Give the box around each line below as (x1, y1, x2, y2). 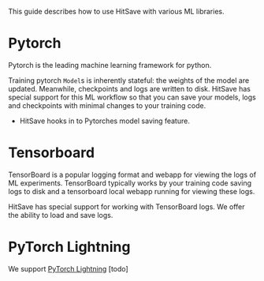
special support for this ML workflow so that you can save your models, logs (8, 92, 256, 102)
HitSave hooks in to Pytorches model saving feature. (19, 116, 191, 126)
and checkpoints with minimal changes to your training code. (8, 100, 206, 110)
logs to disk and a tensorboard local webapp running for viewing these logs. (8, 186, 255, 196)
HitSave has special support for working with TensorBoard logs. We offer (8, 201, 245, 212)
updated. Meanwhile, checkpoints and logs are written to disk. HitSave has (8, 84, 251, 93)
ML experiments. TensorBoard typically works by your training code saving (8, 178, 252, 188)
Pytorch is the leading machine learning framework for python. (8, 60, 212, 69)
